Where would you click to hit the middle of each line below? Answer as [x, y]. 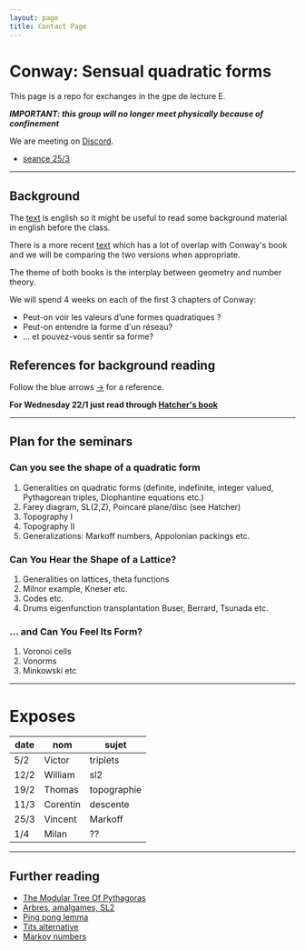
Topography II [49, 526]
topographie [116, 790]
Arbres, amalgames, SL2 [69, 908]
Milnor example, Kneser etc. [75, 589]
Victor [57, 760]
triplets [104, 760]
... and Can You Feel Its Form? [76, 631]
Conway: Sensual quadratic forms [141, 71]
